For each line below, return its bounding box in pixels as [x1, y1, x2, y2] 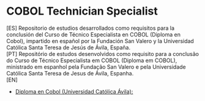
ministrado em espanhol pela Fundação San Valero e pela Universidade [6, 63, 186, 71]
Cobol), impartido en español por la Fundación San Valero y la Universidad [6, 37, 194, 44]
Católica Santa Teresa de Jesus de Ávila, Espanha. [6, 69, 134, 77]
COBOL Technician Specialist [6, 4, 158, 18]
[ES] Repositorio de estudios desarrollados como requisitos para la [6, 24, 175, 32]
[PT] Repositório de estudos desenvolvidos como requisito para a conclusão [6, 50, 199, 57]
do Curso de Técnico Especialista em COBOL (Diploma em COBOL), [6, 57, 177, 64]
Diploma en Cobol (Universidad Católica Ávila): [15, 88, 133, 95]
